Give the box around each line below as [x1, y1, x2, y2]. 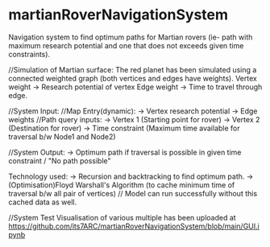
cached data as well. [8, 197, 77, 207]
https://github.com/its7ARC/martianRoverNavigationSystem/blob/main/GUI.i [8, 221, 260, 231]
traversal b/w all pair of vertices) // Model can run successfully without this [8, 188, 258, 198]
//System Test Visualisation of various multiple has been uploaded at [8, 212, 236, 222]
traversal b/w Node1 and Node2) [8, 131, 116, 142]
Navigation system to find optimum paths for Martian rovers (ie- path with [8, 32, 253, 42]
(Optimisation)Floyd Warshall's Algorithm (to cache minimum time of [8, 179, 235, 190]
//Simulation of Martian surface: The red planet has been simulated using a [8, 64, 257, 74]
